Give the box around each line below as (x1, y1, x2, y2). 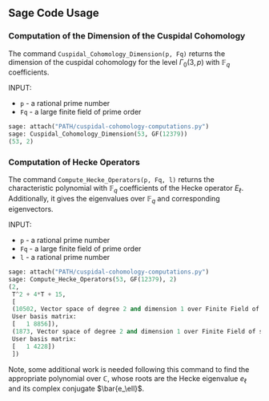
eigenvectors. (8, 205, 54, 213)
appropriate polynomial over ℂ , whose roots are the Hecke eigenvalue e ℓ (8, 373, 247, 385)
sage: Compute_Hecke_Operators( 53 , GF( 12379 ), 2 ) (8, 275, 178, 283)
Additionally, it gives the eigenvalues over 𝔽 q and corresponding (8, 194, 220, 205)
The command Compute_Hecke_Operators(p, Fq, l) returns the (8, 175, 215, 184)
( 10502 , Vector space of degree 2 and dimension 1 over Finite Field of (11, 305, 260, 314)
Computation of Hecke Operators (8, 156, 140, 168)
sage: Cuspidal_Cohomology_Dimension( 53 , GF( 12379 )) (8, 130, 188, 139)
